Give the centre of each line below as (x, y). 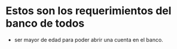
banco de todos (45, 23)
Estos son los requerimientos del (89, 11)
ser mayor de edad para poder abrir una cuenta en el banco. (89, 40)
